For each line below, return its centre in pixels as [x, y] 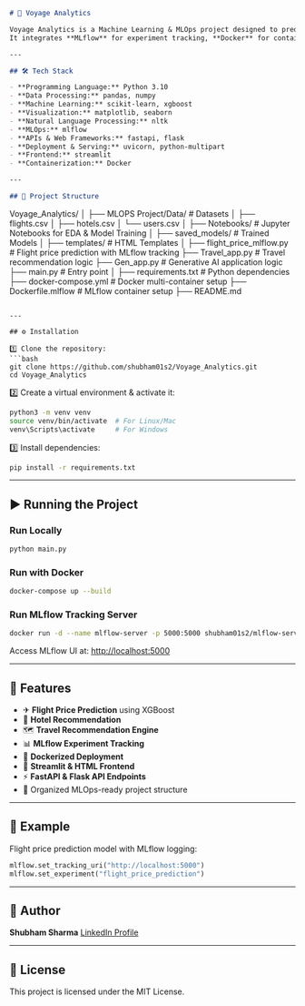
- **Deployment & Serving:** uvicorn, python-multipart [117, 147]
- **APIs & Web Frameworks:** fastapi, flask [97, 138]
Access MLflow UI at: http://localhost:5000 [90, 651]
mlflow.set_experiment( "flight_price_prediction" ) [107, 874]
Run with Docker [47, 572]
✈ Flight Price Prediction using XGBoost [98, 710]
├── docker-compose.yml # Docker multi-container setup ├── [128, 281]
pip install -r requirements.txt [73, 467]
